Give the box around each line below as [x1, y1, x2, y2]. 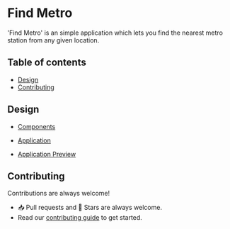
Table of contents [7, 57, 86, 69]
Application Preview [17, 150, 76, 158]
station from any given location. [7, 35, 100, 44]
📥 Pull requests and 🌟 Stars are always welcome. [17, 203, 163, 212]
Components [17, 122, 56, 130]
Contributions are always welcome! [7, 189, 110, 198]
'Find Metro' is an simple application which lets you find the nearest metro [7, 28, 223, 37]
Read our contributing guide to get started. [17, 213, 143, 222]
